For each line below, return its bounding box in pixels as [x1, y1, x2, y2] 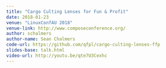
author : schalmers [6, 31, 52, 37]
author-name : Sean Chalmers [6, 36, 76, 42]
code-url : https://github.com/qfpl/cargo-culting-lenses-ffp [6, 42, 161, 48]
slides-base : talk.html [6, 47, 65, 53]
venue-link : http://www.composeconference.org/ [6, 25, 126, 31]
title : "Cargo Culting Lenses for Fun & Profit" [6, 8, 129, 15]
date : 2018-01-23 [6, 14, 49, 20]
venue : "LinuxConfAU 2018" [6, 20, 73, 25]
